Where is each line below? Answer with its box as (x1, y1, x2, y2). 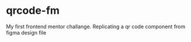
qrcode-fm (6, 4, 60, 17)
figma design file (6, 29, 47, 36)
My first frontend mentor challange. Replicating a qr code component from (6, 23, 186, 30)
